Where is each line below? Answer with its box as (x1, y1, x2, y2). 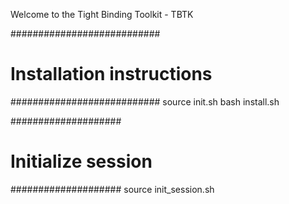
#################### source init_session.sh (10, 183, 215, 195)
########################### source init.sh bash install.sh (10, 95, 280, 108)
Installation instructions (10, 63, 213, 86)
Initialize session (10, 150, 153, 173)
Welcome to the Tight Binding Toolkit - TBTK (10, 9, 194, 20)
